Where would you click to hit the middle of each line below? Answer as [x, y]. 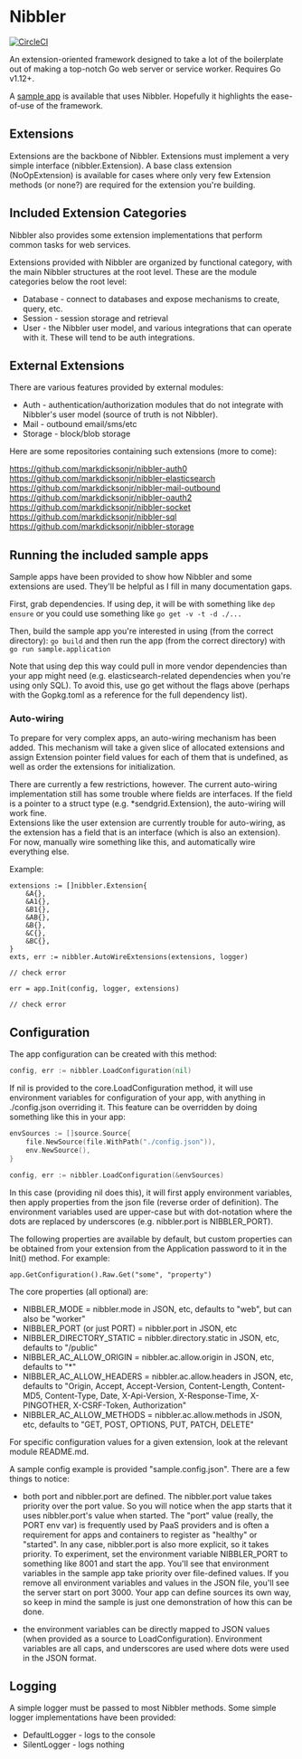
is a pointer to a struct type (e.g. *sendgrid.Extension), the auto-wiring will [148, 803]
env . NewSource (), [58, 1150]
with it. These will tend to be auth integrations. [109, 338]
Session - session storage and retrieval [95, 318]
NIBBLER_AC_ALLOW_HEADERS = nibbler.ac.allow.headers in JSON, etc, [158, 1376]
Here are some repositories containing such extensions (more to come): [143, 452]
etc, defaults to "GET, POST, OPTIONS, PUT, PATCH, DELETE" [138, 1424]
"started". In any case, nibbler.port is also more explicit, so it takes [146, 1544]
